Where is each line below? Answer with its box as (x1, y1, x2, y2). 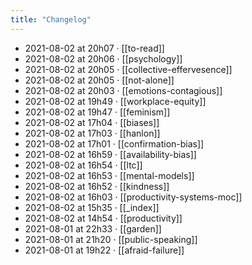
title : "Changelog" (10, 14, 92, 25)
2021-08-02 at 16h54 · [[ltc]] (24, 159, 143, 171)
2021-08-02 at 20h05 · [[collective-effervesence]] (24, 63, 233, 75)
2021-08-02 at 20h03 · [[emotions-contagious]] (24, 84, 223, 96)
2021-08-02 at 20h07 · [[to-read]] (24, 42, 165, 54)
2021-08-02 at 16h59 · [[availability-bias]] (24, 148, 197, 160)
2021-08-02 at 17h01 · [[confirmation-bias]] (24, 137, 205, 150)
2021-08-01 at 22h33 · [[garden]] (24, 222, 162, 235)
